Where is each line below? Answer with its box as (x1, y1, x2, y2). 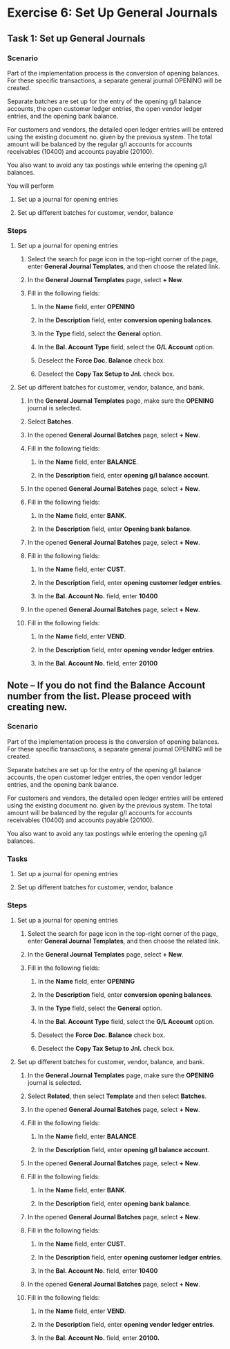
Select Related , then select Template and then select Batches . (27, 1092, 207, 1100)
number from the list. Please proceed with (7, 690, 192, 702)
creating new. (7, 701, 68, 713)
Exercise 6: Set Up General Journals (7, 5, 218, 21)
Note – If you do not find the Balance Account (7, 679, 206, 691)
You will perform (7, 182, 54, 190)
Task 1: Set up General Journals (7, 33, 146, 44)
